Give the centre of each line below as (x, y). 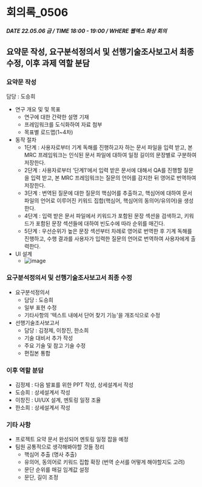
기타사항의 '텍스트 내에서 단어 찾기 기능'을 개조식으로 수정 (92, 315)
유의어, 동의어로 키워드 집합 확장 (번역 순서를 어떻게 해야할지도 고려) (104, 462)
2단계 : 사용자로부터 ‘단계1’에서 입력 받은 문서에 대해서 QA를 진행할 (103, 170)
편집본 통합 (37, 353)
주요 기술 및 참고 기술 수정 (55, 345)
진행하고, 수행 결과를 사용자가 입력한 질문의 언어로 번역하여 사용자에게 (107, 239)
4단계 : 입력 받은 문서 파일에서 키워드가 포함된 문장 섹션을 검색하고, (103, 216)
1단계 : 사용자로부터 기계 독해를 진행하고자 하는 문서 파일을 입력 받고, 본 (108, 147)
